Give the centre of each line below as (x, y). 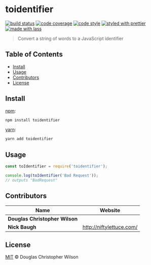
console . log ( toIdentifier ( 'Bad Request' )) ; (52, 175)
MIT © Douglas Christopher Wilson (42, 257)
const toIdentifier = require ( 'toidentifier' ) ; (56, 166)
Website (110, 210)
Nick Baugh (22, 227)
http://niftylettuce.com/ (110, 227)
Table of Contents (34, 54)
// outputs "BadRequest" (31, 180)
